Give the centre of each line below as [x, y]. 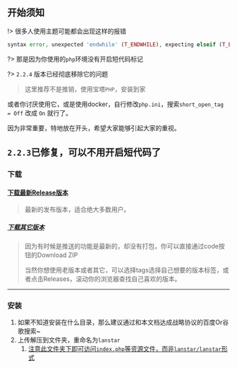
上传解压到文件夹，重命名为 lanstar [69, 340]
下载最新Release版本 [38, 192]
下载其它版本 [26, 227]
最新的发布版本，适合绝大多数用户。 [77, 209]
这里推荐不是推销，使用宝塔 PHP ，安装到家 [85, 89]
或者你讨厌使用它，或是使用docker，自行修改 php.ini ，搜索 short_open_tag [116, 104]
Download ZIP [57, 255]
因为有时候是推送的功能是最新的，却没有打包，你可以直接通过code [121, 246]
